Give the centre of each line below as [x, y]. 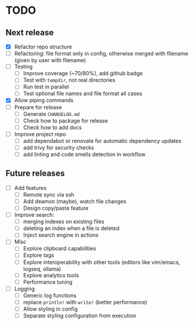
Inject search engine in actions [61, 235]
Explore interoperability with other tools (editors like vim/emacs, [101, 262]
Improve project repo [40, 134]
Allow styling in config [50, 309]
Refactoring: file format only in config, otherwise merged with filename [101, 54]
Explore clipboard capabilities [59, 249]
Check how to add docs [52, 127]
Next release [30, 33]
